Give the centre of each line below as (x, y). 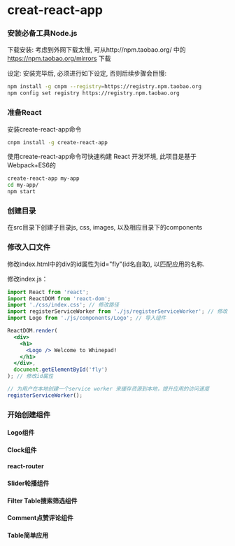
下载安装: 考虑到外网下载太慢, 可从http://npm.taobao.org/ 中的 (97, 50)
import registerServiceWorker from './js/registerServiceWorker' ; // (111, 311)
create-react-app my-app (43, 178)
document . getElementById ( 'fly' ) (61, 370)
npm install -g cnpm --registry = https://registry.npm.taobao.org (104, 87)
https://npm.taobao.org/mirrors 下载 (59, 59)
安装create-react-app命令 (44, 129)
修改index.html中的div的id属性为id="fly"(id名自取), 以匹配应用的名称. (106, 264)
